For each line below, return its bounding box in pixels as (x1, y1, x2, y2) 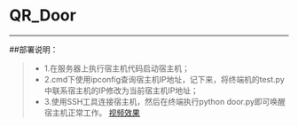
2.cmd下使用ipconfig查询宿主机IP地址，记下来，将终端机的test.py (43, 74, 286, 84)
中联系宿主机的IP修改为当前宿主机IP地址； (43, 85, 199, 96)
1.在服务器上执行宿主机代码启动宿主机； (43, 63, 191, 74)
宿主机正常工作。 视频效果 (43, 107, 140, 118)
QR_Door (9, 5, 77, 26)
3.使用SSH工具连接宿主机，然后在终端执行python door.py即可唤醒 (43, 96, 286, 106)
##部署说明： (9, 43, 59, 54)
